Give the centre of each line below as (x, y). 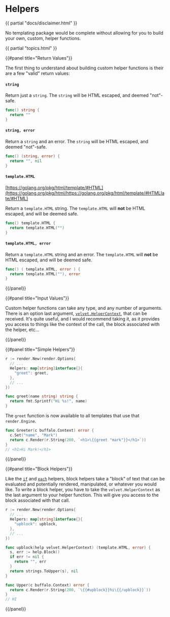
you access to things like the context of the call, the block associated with (82, 325)
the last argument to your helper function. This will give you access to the (82, 495)
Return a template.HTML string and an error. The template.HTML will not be (82, 254)
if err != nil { (27, 557)
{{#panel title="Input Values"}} (37, 298)
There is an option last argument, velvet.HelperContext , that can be (76, 313)
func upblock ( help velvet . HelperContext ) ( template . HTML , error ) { (78, 547)
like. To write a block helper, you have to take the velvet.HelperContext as (83, 490)
